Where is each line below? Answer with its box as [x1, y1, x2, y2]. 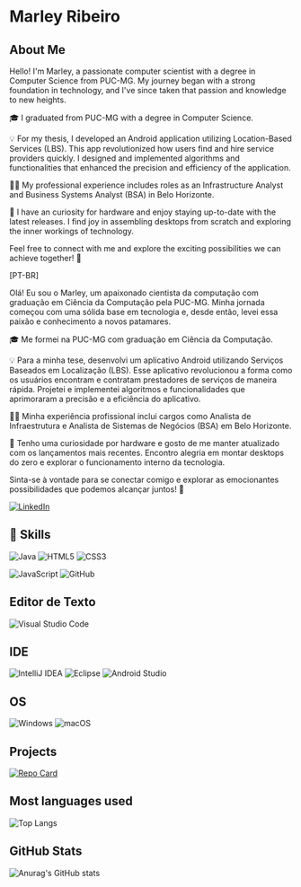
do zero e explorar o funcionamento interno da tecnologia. [9, 457, 226, 468]
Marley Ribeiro [9, 6, 121, 27]
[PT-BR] [9, 270, 39, 280]
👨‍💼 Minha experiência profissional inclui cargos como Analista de [9, 411, 252, 421]
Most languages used [9, 794, 133, 809]
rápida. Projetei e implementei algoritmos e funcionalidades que [9, 384, 245, 394]
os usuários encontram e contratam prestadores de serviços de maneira [9, 374, 277, 385]
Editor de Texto [9, 594, 96, 610]
